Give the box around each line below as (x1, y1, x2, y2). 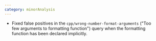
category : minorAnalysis (4, 7, 55, 12)
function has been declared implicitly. (11, 30, 88, 36)
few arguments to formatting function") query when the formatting (11, 25, 146, 31)
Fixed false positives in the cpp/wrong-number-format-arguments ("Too (11, 20, 152, 26)
